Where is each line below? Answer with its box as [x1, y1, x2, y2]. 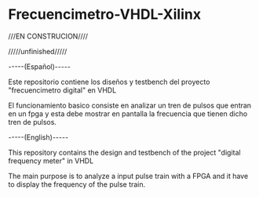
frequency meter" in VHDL [8, 155, 94, 166]
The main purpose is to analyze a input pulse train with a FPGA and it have [8, 171, 249, 181]
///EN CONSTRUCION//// [8, 31, 89, 41]
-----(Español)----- [8, 61, 71, 71]
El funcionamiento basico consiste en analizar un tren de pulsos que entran [8, 100, 252, 110]
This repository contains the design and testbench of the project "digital [8, 148, 241, 157]
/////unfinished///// [8, 46, 67, 56]
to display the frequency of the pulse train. [8, 179, 146, 189]
